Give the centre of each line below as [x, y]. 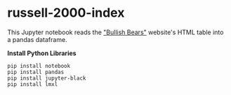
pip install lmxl [33, 84]
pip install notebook [39, 66]
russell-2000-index [66, 13]
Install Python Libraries [42, 53]
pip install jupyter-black [47, 78]
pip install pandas [36, 72]
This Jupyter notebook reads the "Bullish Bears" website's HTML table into [115, 32]
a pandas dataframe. [38, 39]
